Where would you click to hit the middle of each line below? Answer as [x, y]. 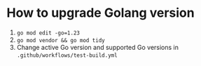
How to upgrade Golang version [100, 13]
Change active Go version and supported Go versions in [98, 47]
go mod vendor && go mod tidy [61, 40]
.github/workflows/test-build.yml [67, 55]
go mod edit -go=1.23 [48, 33]
